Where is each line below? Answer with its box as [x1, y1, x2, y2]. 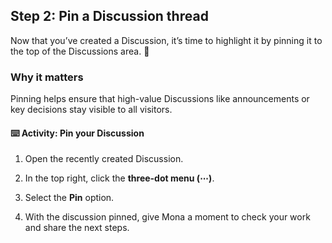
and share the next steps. [24, 222, 130, 234]
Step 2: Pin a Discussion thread [10, 8, 209, 25]
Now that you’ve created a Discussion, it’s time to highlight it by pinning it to [10, 34, 323, 46]
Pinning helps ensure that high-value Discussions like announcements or [10, 93, 310, 105]
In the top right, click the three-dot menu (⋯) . [24, 172, 215, 184]
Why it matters [10, 70, 84, 84]
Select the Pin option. [24, 192, 115, 204]
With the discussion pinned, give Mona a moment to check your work [24, 211, 311, 223]
